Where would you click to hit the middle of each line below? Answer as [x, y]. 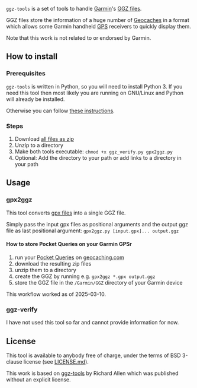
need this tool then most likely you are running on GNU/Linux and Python [95, 93]
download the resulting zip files [53, 263]
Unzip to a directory [39, 145]
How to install [32, 57]
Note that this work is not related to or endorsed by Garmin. [79, 38]
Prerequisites [26, 74]
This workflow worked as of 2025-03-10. [56, 294]
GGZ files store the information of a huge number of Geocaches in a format [98, 20]
